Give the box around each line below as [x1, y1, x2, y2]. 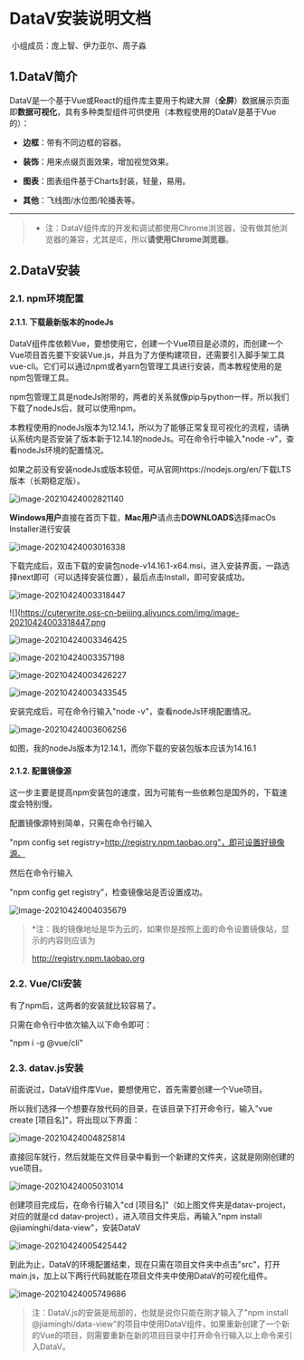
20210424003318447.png [9, 617, 106, 628]
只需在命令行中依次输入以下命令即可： [9, 1019, 152, 1030]
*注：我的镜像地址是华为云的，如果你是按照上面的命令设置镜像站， [31, 924, 282, 935]
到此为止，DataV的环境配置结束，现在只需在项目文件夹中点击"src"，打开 [9, 1259, 280, 1270]
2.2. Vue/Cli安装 [9, 977, 82, 990]
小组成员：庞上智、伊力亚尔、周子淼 [11, 40, 147, 51]
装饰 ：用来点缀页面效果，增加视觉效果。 [22, 156, 174, 167]
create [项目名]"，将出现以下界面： [9, 1114, 140, 1125]
